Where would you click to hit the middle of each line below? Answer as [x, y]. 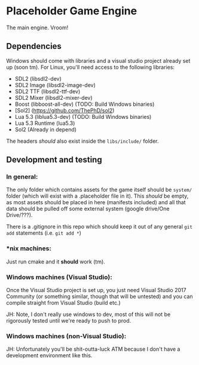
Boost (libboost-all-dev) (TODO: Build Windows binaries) [85, 104]
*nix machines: [29, 249]
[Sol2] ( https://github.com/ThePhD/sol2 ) [65, 110]
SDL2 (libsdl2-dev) [38, 78]
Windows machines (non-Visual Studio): [66, 336]
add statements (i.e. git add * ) [44, 233]
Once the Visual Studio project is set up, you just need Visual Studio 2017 [96, 290]
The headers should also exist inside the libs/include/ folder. [83, 141]
